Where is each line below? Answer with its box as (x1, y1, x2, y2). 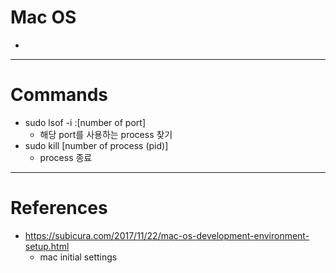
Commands (10, 84, 109, 106)
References (10, 197, 108, 220)
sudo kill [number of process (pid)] (24, 139, 169, 151)
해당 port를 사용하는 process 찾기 (39, 128, 173, 140)
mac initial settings (39, 251, 118, 263)
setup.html (24, 240, 70, 252)
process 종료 (39, 151, 93, 163)
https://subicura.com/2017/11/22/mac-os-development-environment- (24, 229, 310, 241)
